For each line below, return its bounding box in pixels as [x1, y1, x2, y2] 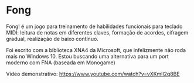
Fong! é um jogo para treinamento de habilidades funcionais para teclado [6, 23, 183, 30]
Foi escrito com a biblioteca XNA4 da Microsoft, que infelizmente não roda [6, 46, 186, 53]
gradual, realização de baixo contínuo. [6, 35, 98, 42]
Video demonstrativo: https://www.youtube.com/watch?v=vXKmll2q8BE [6, 70, 180, 77]
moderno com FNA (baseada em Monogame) [6, 59, 115, 66]
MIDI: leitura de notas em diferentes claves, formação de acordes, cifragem [6, 29, 189, 36]
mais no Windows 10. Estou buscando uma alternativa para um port [6, 53, 169, 60]
